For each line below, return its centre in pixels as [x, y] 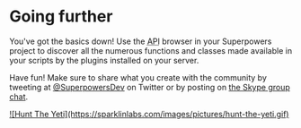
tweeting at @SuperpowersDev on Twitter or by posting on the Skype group [150, 87]
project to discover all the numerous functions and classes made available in [151, 50]
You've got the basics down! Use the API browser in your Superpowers [141, 41]
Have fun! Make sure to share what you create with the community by [138, 77]
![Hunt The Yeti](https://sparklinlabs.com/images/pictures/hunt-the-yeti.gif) [149, 114]
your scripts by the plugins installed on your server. [104, 60]
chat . [19, 97]
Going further [61, 17]
